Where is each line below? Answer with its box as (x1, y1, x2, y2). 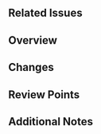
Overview (8, 33, 58, 47)
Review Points (8, 88, 80, 101)
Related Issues (8, 6, 83, 20)
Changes (8, 61, 54, 74)
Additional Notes (8, 115, 94, 128)
